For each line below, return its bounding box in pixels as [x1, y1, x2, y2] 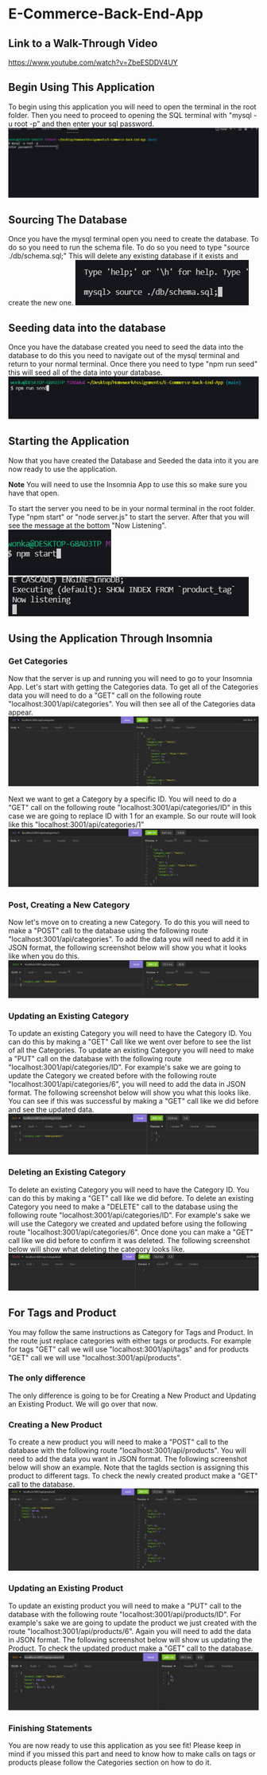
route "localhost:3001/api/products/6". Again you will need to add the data [8, 1626, 252, 1635]
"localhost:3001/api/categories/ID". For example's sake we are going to [8, 1062, 241, 1072]
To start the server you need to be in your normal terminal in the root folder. [8, 503, 256, 513]
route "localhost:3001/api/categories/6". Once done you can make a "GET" [8, 1227, 253, 1237]
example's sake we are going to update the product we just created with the [8, 1618, 257, 1627]
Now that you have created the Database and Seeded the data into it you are [8, 455, 259, 465]
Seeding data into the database [8, 321, 167, 335]
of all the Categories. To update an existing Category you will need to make [8, 1045, 254, 1055]
